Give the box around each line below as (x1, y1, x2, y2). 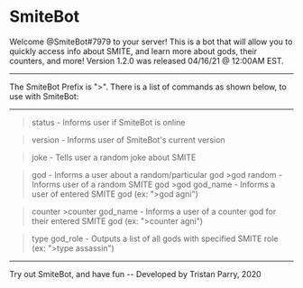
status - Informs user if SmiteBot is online (31, 116, 186, 127)
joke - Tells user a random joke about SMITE (31, 152, 197, 163)
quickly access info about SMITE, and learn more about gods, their (9, 45, 258, 56)
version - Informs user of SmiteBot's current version (31, 134, 225, 145)
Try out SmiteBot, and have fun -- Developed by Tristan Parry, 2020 (9, 268, 262, 279)
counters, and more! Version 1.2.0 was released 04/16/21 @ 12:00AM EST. (9, 55, 284, 66)
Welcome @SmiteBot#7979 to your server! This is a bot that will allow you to (9, 36, 293, 47)
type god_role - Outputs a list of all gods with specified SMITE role (31, 233, 279, 244)
